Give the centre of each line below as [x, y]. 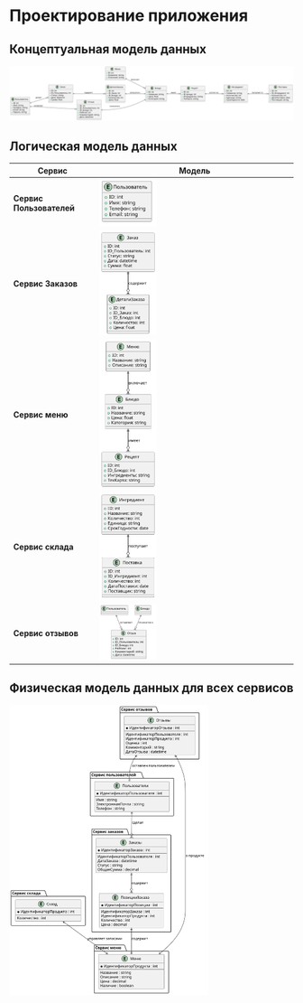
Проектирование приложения [129, 16]
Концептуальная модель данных [108, 49]
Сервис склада [43, 547]
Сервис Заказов [46, 284]
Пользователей [44, 208]
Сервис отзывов [46, 633]
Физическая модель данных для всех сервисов [151, 688]
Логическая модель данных [93, 146]
